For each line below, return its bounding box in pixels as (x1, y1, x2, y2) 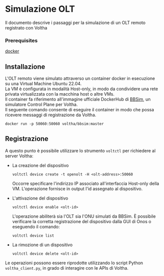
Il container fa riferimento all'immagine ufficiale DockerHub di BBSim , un (5, 97, 151, 102)
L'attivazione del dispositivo (12, 195, 69, 201)
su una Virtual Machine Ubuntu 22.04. (5, 81, 82, 87)
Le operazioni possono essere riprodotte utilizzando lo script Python (5, 260, 143, 266)
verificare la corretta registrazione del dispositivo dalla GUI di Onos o (12, 218, 152, 224)
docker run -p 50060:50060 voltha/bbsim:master (5, 122, 104, 126)
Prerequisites (5, 37, 38, 44)
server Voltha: (5, 153, 33, 159)
